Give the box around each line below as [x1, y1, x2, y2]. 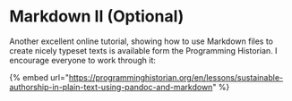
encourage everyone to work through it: [9, 55, 157, 65]
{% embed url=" [9, 72, 70, 82]
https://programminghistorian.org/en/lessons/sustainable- [68, 72, 284, 82]
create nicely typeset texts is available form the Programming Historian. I [9, 45, 278, 55]
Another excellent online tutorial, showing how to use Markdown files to [9, 36, 274, 46]
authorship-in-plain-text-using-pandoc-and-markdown [9, 81, 213, 92]
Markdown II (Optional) [9, 6, 185, 27]
